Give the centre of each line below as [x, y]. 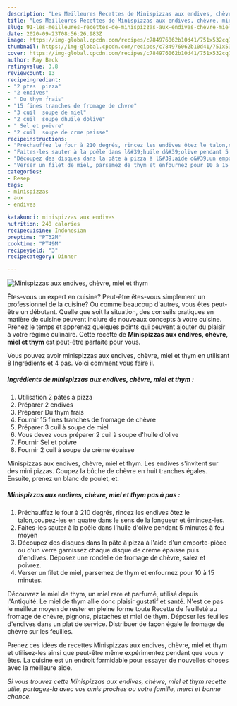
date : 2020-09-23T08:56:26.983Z [55, 34]
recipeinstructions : [38, 139]
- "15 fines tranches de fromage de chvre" [72, 106]
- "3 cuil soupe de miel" [47, 112]
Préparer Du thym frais [51, 412]
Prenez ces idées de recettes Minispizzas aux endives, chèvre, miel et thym [117, 645]
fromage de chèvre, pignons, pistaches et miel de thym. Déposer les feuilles [118, 617]
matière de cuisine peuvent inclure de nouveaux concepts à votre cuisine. [115, 320]
